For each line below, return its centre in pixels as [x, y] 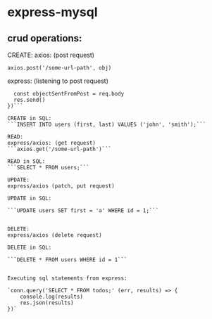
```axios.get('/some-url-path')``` [60, 149]
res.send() [30, 100]
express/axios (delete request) [55, 235]
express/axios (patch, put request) [61, 186]
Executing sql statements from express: [68, 278]
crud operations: [45, 38]
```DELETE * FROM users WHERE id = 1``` [68, 260]
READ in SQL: [26, 162]
